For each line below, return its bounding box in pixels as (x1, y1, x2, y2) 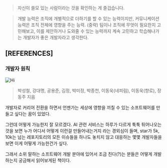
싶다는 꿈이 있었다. (14, 111, 51, 117)
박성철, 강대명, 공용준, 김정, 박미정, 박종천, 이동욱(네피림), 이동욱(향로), (17, 88, 156, 94)
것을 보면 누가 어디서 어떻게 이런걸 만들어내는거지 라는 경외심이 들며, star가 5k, (5, 128, 159, 134)
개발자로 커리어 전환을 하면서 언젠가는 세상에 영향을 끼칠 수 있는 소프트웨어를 (5, 104, 155, 110)
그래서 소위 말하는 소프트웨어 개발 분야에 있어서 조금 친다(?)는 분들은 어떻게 (5, 151, 152, 157)
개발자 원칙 (5, 65, 31, 72)
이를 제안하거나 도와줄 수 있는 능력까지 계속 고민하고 (36, 28, 138, 34)
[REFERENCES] (5, 49, 54, 58)
